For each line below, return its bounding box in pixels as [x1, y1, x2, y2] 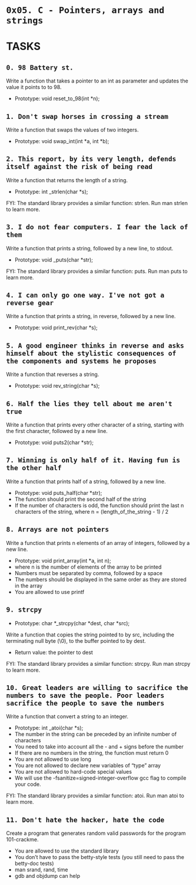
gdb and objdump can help [14, 873, 81, 880]
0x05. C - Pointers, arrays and [6, 5, 165, 16]
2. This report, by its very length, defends [6, 155, 177, 163]
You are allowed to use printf [14, 588, 85, 595]
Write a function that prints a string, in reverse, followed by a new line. [6, 313, 176, 320]
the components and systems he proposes [6, 356, 157, 365]
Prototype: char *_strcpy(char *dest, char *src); [14, 619, 130, 626]
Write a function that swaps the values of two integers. [6, 126, 139, 133]
